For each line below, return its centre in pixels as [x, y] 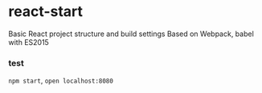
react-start [45, 12]
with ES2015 [29, 42]
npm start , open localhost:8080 [61, 81]
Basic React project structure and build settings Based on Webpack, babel [131, 34]
